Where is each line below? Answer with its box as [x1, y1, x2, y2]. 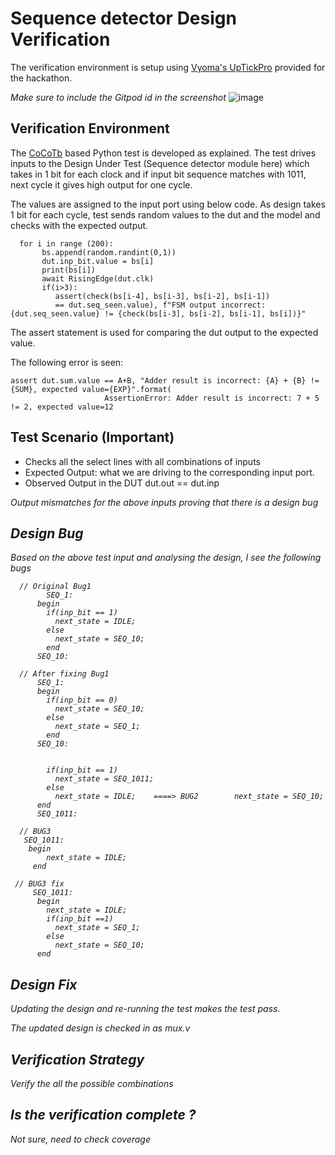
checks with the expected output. [10, 219, 149, 231]
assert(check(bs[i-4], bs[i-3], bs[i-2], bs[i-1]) [54, 291, 271, 301]
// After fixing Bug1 [19, 669, 110, 679]
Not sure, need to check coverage [10, 1133, 151, 1145]
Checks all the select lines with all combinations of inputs [24, 455, 261, 467]
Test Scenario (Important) [10, 429, 175, 446]
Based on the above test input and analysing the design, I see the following [10, 552, 322, 564]
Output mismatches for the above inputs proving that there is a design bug [10, 496, 319, 508]
